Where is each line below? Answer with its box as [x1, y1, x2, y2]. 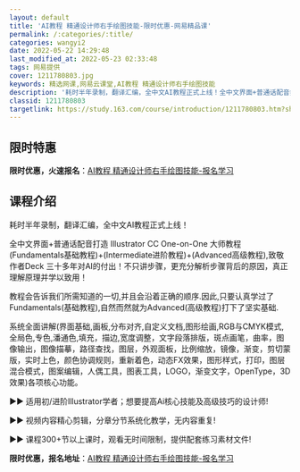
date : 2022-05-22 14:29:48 [9, 46, 110, 55]
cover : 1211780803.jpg [9, 72, 94, 80]
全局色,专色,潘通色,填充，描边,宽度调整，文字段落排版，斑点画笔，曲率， [9, 332, 277, 342]
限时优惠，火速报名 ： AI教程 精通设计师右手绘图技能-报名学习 [9, 165, 234, 176]
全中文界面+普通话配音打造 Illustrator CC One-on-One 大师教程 [9, 238, 242, 249]
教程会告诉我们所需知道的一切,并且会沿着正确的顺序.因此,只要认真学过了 [9, 291, 275, 301]
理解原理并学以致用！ [9, 272, 87, 282]
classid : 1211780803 [9, 96, 87, 105]
